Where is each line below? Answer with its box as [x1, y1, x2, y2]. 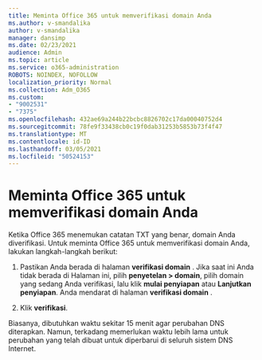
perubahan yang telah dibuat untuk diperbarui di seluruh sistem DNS [8, 335, 233, 345]
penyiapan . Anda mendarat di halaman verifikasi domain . [19, 288, 213, 297]
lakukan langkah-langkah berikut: [8, 247, 118, 256]
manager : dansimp [8, 33, 66, 42]
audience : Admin [8, 49, 62, 57]
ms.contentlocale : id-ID [8, 137, 91, 146]
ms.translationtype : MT [8, 130, 88, 138]
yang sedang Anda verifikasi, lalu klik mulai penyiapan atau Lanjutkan [19, 280, 252, 289]
